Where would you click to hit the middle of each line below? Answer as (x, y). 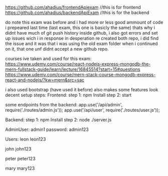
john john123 (18, 149)
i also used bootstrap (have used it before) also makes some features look (82, 90)
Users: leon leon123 (26, 139)
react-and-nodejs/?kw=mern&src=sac (45, 80)
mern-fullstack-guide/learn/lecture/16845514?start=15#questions (73, 69)
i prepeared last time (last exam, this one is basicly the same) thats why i (80, 28)
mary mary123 (20, 168)
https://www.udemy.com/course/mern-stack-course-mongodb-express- (80, 74)
